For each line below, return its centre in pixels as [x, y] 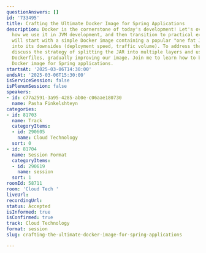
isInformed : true [29, 212]
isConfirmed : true [30, 218]
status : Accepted [29, 206]
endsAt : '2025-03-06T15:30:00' [46, 75]
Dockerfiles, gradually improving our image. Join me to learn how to [104, 58]
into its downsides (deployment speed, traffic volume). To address [101, 47]
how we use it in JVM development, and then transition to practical [102, 35]
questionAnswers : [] [33, 12]
